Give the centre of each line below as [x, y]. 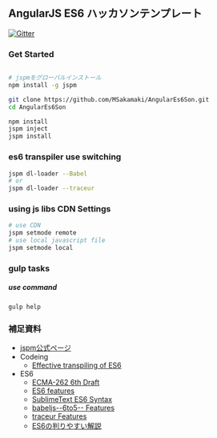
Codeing [34, 357]
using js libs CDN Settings [60, 209]
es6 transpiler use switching [65, 157]
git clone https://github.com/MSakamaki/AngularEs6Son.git [109, 99]
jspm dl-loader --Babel [48, 174]
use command [33, 287]
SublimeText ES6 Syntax [72, 400]
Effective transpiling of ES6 [76, 365]
